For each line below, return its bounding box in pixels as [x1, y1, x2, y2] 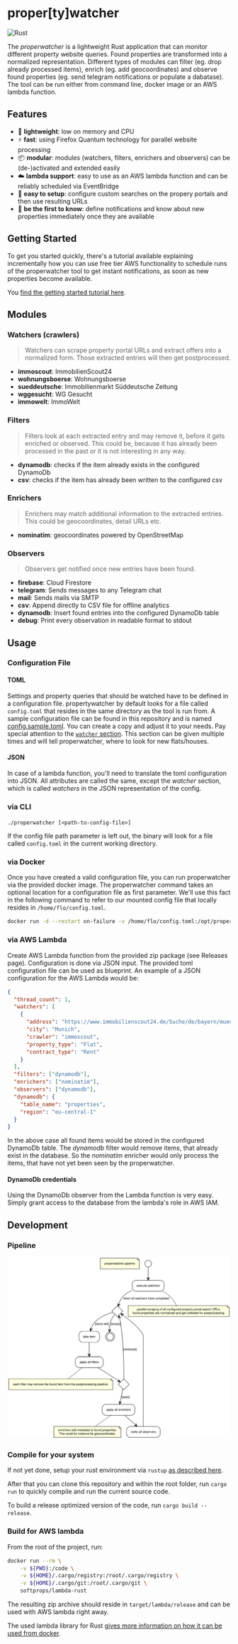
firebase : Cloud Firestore [17, 578, 92, 587]
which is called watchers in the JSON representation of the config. [7, 784, 202, 792]
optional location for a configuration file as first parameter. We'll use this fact [7, 888, 231, 897]
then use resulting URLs [17, 197, 88, 205]
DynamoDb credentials [7, 1175, 76, 1183]
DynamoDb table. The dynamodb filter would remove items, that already [7, 1143, 218, 1153]
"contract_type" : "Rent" [25, 1048, 100, 1055]
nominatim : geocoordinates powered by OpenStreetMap [17, 530, 184, 539]
